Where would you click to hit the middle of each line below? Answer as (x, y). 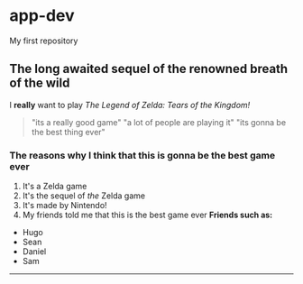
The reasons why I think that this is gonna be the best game (142, 155)
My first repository (44, 41)
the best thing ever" (68, 132)
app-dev (42, 16)
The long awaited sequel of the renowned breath (149, 69)
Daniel (34, 252)
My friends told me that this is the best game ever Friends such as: (147, 215)
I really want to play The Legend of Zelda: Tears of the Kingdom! (130, 105)
